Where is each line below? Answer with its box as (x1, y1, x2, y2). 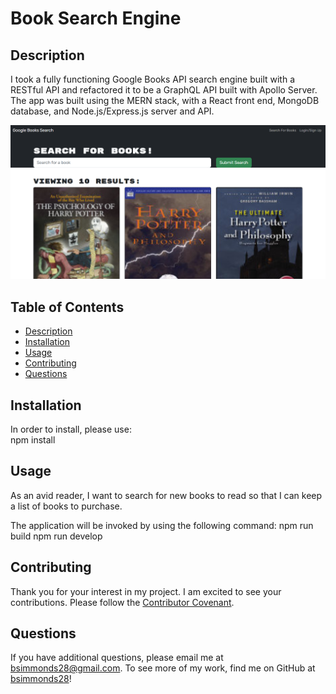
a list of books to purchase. (10, 500, 123, 512)
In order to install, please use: (10, 423, 132, 435)
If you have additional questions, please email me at (10, 652, 224, 664)
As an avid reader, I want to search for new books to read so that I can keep (10, 489, 323, 501)
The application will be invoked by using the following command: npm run (10, 519, 314, 531)
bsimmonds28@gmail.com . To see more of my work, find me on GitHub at (10, 662, 316, 674)
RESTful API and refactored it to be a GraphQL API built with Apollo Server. (10, 84, 318, 96)
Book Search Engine (10, 7, 182, 30)
